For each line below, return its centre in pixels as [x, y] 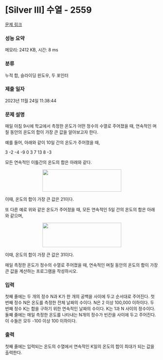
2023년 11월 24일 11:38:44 [31, 100]
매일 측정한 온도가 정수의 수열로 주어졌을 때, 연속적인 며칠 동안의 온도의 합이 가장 [81, 265]
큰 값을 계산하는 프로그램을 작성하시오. [41, 271]
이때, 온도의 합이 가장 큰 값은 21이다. [40, 199]
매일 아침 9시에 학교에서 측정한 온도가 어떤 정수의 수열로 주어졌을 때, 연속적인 [78, 126]
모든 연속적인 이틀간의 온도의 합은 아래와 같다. [49, 162]
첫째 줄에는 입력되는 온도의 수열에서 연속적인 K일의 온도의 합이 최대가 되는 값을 [80, 346]
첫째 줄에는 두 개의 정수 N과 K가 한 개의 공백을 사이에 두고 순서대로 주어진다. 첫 [80, 297]
